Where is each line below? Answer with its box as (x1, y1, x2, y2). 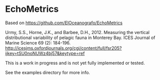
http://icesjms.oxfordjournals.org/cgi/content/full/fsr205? (5, 45, 122, 51)
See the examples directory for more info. (5, 69, 90, 75)
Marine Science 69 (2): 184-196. (5, 40, 71, 45)
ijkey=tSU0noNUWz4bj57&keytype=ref (5, 50, 85, 56)
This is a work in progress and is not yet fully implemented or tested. (5, 60, 145, 66)
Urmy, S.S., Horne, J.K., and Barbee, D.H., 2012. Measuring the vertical (5, 29, 150, 35)
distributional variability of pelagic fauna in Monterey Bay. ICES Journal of (5, 35, 156, 40)
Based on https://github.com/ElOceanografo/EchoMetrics (5, 20, 123, 26)
